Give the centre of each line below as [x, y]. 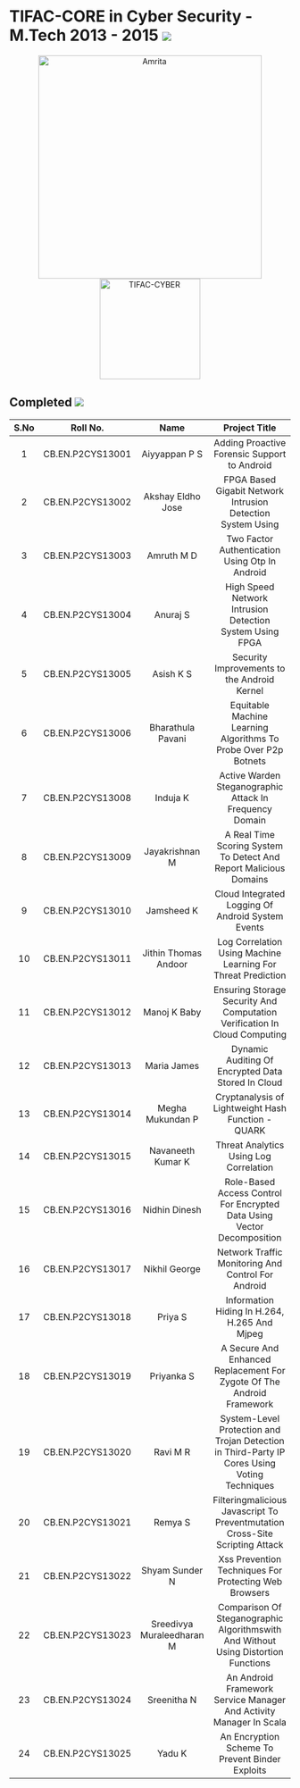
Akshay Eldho [172, 496]
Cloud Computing [250, 1034]
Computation [250, 1012]
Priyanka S [172, 1375]
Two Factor [250, 539]
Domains [250, 879]
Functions [250, 1663]
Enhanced [250, 1359]
